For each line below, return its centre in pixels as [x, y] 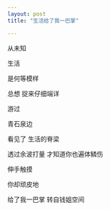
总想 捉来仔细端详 [33, 93]
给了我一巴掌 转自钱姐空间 [46, 199]
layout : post [27, 14]
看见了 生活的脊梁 [33, 139]
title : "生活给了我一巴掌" [43, 21]
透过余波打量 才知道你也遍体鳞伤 [55, 154]
